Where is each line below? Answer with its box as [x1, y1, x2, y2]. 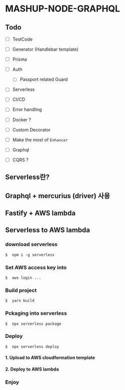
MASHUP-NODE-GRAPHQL [5, 3, 120, 15]
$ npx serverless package [5, 321, 61, 326]
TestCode [12, 36, 33, 42]
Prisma [12, 56, 27, 63]
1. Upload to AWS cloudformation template [5, 354, 95, 361]
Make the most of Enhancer [12, 136, 68, 143]
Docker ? [12, 116, 31, 123]
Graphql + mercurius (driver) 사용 [5, 191, 110, 200]
